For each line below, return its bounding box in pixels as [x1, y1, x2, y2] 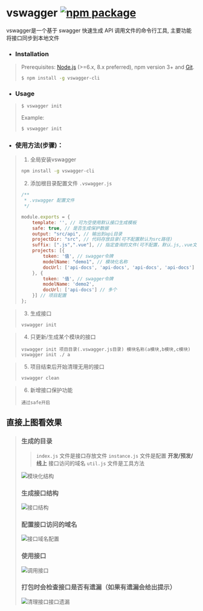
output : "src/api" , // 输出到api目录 [32, 231, 123, 237]
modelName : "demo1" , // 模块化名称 [43, 258, 128, 265]
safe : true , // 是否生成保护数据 [32, 225, 109, 231]
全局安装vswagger [30, 156, 77, 163]
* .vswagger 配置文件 [24, 197, 75, 203]
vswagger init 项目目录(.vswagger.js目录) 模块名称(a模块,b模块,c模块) [21, 346, 191, 353]
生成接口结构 [21, 489, 59, 497]
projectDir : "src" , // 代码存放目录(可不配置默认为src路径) [32, 236, 173, 243]
